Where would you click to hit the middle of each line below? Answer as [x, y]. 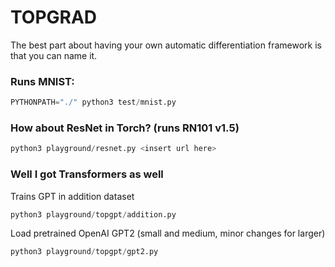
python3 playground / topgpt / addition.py [93, 214]
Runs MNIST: [42, 81]
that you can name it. [54, 55]
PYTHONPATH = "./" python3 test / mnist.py [93, 102]
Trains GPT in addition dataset [72, 196]
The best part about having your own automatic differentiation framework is [166, 45]
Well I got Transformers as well [87, 174]
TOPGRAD [54, 17]
